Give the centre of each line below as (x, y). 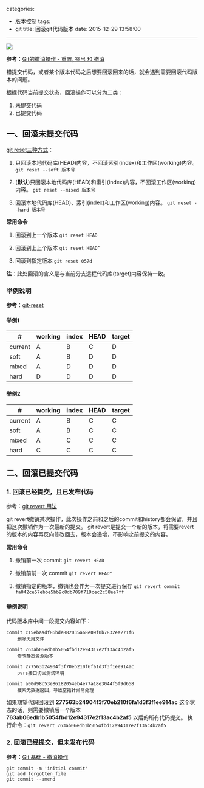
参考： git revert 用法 (32, 506)
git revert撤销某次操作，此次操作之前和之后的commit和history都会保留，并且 (102, 519)
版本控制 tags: (33, 21)
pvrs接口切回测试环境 (41, 673)
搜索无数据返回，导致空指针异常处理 (56, 690)
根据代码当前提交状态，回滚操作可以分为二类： (65, 92)
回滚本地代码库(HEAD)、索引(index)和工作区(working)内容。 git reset (104, 202)
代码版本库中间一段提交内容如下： (49, 621)
